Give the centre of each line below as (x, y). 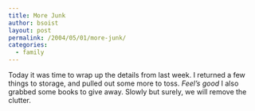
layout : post (30, 30)
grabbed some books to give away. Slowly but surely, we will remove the (127, 92)
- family (30, 52)
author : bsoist (33, 23)
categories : (28, 45)
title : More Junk (37, 15)
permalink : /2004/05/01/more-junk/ (67, 38)
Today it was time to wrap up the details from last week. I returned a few (127, 75)
